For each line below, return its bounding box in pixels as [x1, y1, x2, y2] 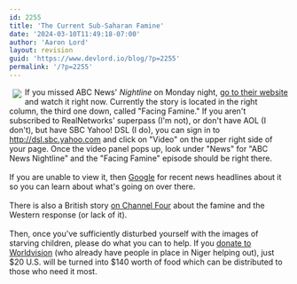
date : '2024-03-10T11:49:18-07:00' [9, 29, 141, 38]
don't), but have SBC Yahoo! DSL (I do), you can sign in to [9, 124, 221, 135]
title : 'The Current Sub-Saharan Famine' [9, 21, 165, 30]
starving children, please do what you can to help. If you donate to [9, 237, 252, 248]
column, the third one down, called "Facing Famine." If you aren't [9, 106, 246, 116]
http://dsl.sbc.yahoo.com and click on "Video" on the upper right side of [9, 134, 273, 145]
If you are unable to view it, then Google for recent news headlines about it [9, 171, 282, 182]
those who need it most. [9, 265, 98, 276]
